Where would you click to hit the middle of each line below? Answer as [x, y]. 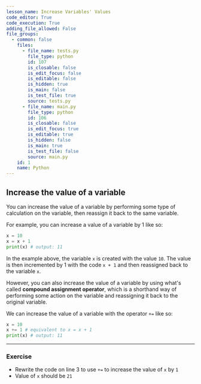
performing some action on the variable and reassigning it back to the [92, 295]
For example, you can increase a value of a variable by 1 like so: [85, 224]
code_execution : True [33, 23]
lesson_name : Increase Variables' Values [59, 12]
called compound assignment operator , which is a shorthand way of [92, 289]
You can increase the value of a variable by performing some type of [91, 206]
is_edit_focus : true [53, 129]
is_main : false [47, 90]
